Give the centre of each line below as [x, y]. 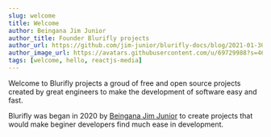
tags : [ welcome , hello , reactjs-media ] [75, 61]
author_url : [28, 46]
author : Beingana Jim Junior [57, 30]
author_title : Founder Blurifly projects [79, 38]
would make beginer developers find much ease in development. [116, 124]
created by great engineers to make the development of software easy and [133, 91]
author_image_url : [39, 53]
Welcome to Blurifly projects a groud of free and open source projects [125, 83]
